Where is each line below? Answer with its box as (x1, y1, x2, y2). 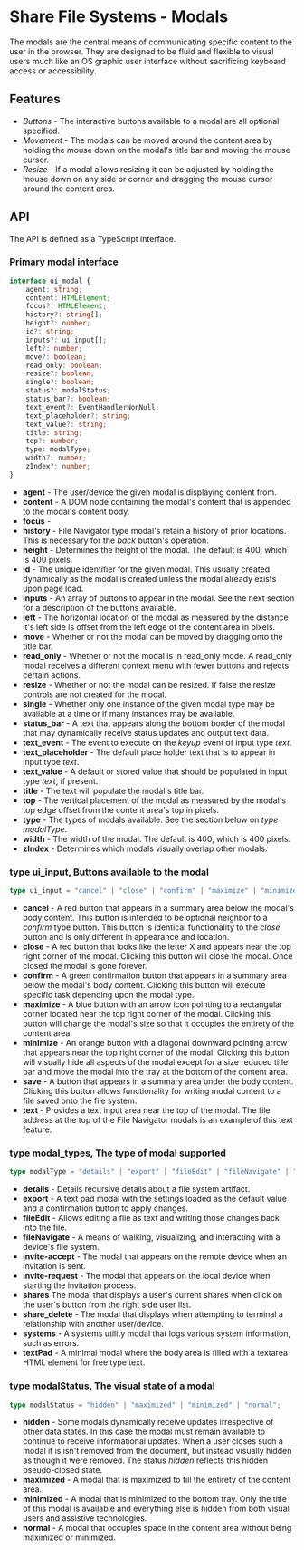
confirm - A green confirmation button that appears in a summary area (22, 970, 288, 981)
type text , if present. (22, 775, 99, 786)
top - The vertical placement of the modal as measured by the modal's (22, 795, 287, 806)
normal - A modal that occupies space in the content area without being (22, 1523, 292, 1534)
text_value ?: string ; (25, 420, 107, 429)
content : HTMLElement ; (25, 293, 111, 303)
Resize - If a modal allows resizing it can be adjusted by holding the (22, 163, 274, 174)
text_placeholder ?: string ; (25, 411, 131, 421)
